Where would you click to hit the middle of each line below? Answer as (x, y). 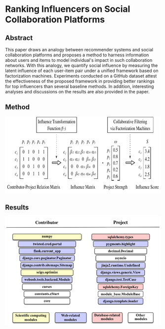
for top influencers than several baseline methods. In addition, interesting (80, 86)
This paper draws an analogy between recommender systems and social (79, 50)
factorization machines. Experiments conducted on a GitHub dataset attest (81, 76)
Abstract (19, 38)
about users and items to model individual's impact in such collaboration (79, 60)
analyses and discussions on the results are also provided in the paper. (77, 92)
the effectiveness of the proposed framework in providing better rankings (80, 81)
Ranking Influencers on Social (68, 9)
